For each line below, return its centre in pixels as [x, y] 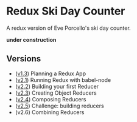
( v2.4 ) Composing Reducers [51, 99]
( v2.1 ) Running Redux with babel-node [63, 80]
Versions [24, 59]
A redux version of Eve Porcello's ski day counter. [68, 28]
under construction [31, 39]
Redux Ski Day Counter [66, 11]
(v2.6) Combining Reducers [50, 112]
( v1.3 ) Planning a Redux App [51, 73]
